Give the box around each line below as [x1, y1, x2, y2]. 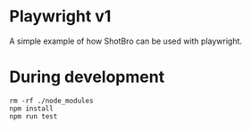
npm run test [9, 111, 58, 121]
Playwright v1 [9, 6, 112, 27]
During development [9, 67, 165, 87]
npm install [9, 104, 54, 113]
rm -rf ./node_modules [9, 96, 94, 105]
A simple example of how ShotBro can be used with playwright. [9, 36, 243, 46]
